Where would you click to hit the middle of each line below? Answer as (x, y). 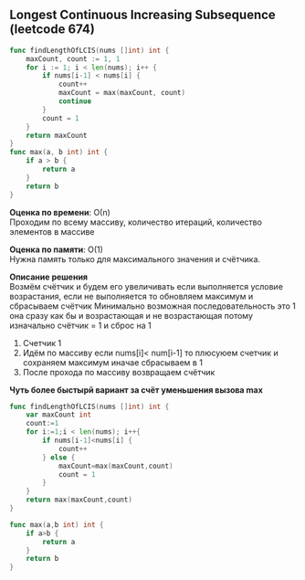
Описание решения (49, 277)
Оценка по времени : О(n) (60, 212)
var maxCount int (59, 415)
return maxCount (57, 135)
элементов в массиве (52, 231)
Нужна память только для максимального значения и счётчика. (135, 258)
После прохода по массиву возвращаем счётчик (119, 372)
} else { (59, 457)
